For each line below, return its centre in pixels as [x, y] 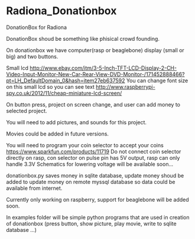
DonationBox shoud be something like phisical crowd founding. [83, 38]
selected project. [27, 111]
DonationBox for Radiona [36, 27]
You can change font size [157, 80]
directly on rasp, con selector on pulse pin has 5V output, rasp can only [93, 157]
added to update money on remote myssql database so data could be [91, 182]
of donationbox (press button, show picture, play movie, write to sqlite [91, 224]
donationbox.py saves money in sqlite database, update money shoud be [95, 175]
